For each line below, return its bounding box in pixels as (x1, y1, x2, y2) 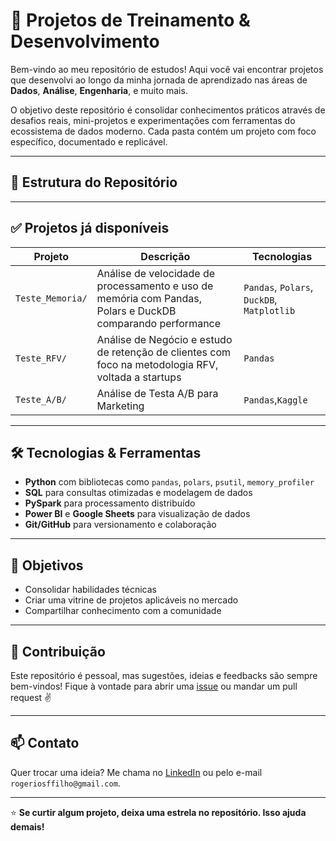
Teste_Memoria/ (15, 292, 88, 304)
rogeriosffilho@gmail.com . (10, 777, 121, 789)
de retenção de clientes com (96, 345, 232, 359)
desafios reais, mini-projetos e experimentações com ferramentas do (10, 114, 296, 126)
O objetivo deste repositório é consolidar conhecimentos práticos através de (10, 104, 326, 116)
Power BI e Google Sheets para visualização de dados (24, 508, 251, 520)
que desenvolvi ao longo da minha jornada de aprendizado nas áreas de (10, 74, 308, 86)
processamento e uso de (96, 279, 214, 293)
